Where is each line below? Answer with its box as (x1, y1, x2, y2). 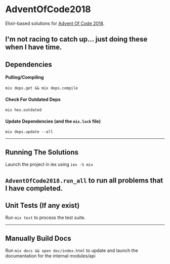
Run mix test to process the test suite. (5, 214, 86, 221)
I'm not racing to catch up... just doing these (5, 35, 148, 44)
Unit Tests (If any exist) (5, 201, 80, 210)
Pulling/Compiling (5, 74, 44, 81)
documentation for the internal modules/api (5, 253, 96, 259)
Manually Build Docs (5, 234, 72, 243)
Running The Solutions (5, 148, 79, 157)
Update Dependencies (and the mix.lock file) (5, 118, 101, 124)
